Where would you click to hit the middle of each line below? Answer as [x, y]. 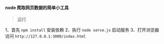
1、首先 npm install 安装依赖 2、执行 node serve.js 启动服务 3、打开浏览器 [82, 30]
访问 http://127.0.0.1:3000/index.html [46, 36]
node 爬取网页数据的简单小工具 [37, 7]
